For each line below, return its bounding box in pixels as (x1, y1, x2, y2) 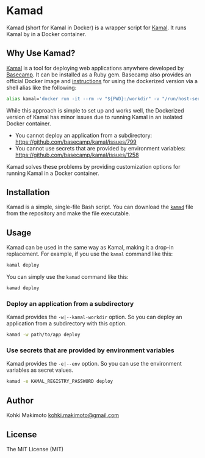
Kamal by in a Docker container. (6, 30, 87, 37)
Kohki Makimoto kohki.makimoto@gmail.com (6, 412, 120, 419)
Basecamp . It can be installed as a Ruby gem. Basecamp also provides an (6, 71, 192, 78)
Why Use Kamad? (6, 48, 76, 59)
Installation (6, 187, 50, 198)
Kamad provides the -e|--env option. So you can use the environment (6, 360, 182, 368)
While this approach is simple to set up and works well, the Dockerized (6, 106, 184, 114)
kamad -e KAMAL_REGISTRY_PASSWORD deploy (6, 379, 113, 385)
